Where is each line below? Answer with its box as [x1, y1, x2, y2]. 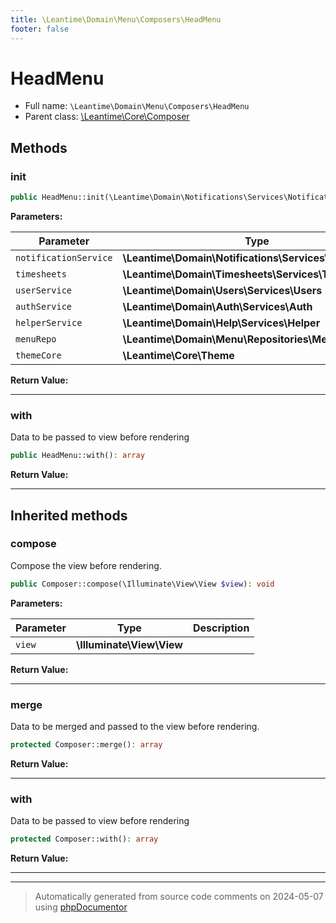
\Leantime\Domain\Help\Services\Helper [122, 316, 321, 330]
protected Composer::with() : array [10, 834, 159, 845]
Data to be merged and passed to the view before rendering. [10, 721, 260, 733]
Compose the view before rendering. [10, 559, 162, 571]
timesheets [15, 269, 67, 280]
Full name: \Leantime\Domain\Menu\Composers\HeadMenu [24, 100, 250, 112]
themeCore [15, 350, 62, 361]
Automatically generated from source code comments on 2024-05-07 [34, 891, 324, 903]
